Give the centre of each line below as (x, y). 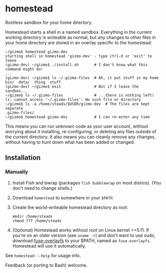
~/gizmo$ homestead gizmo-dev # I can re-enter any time (78, 117)
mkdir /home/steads (33, 216)
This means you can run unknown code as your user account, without (77, 126)
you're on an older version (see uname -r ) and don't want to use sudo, (84, 235)
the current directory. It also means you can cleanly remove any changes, (80, 137)
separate (14, 108)
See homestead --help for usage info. (43, 255)
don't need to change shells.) (42, 188)
